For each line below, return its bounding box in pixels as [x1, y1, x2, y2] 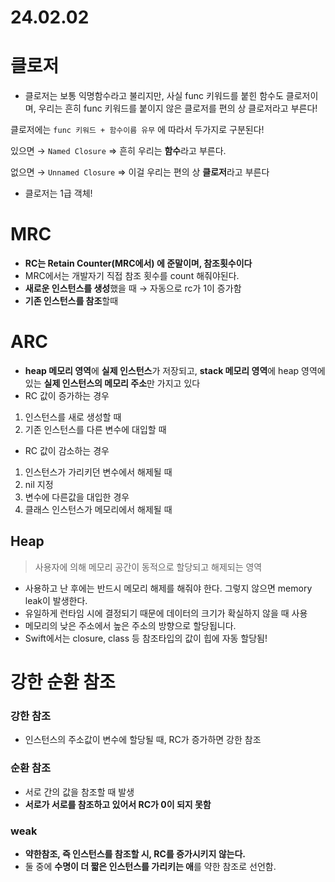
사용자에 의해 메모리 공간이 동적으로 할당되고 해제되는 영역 [34, 561, 263, 573]
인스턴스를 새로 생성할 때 [24, 411, 122, 423]
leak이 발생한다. [24, 594, 88, 606]
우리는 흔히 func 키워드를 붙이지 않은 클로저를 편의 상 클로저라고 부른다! [38, 102, 318, 115]
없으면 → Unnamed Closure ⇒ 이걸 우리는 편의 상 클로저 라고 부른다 [10, 166, 270, 178]
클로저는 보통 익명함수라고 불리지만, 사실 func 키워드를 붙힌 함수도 [24, 90, 284, 102]
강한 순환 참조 [10, 671, 116, 693]
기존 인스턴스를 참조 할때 [24, 295, 119, 307]
